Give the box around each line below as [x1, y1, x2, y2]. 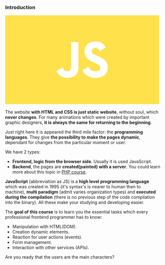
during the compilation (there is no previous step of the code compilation [5, 194, 155, 200]
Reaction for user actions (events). [12, 234, 83, 240]
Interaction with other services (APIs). [12, 245, 90, 251]
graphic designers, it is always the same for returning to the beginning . [5, 119, 152, 125]
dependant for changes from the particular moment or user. [5, 140, 127, 146]
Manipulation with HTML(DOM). [12, 224, 77, 230]
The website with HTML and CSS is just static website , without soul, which [5, 109, 159, 115]
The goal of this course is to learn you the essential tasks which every [5, 209, 148, 215]
